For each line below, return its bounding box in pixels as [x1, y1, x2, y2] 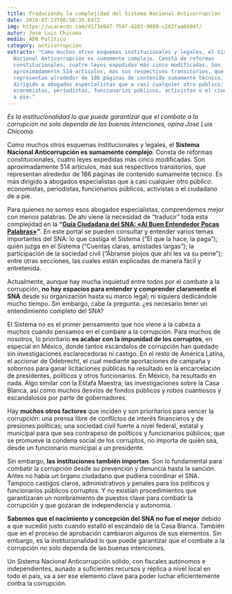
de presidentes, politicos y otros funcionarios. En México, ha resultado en [7, 372, 217, 380]
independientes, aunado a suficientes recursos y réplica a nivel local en [7, 564, 211, 573]
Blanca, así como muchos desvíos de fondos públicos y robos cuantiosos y [7, 386, 222, 394]
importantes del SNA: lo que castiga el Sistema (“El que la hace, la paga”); [7, 235, 218, 242]
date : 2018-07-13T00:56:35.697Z [7, 17, 100, 23]
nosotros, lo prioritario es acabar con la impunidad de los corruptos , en [7, 335, 213, 343]
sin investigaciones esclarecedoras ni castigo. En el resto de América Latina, [7, 349, 225, 358]
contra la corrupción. [7, 579, 67, 587]
